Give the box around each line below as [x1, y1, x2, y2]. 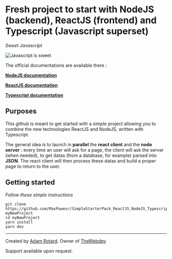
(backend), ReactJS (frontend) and [5, 14, 157, 26]
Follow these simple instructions [5, 191, 73, 198]
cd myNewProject [5, 215, 40, 220]
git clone [5, 202, 27, 207]
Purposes [5, 107, 37, 116]
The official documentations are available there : [5, 62, 107, 68]
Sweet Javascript [5, 42, 42, 48]
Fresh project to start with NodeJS [5, 4, 155, 15]
